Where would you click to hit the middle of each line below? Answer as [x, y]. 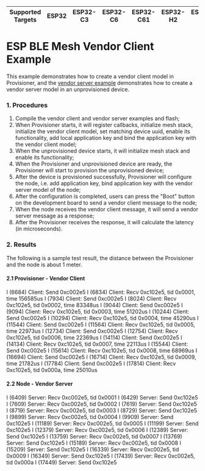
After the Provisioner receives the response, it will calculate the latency [104, 222]
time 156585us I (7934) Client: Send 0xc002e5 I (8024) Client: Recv [92, 298]
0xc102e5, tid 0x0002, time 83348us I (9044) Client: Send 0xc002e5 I [95, 305]
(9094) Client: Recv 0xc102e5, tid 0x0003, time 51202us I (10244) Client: [98, 312]
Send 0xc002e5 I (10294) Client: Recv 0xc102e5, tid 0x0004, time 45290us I [103, 318]
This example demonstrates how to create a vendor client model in [90, 76]
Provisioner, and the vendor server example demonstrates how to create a [99, 82]
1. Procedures [27, 105]
